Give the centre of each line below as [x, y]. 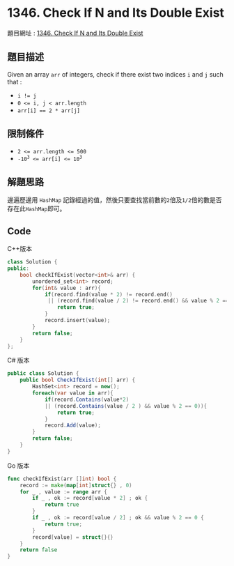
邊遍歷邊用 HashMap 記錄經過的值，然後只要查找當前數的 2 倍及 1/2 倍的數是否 [115, 200]
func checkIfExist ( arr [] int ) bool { [62, 479]
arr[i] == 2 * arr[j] [48, 110]
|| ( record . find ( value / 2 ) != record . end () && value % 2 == [138, 301]
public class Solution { [43, 374]
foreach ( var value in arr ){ [73, 393]
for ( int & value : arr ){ [67, 288]
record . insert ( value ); [77, 321]
